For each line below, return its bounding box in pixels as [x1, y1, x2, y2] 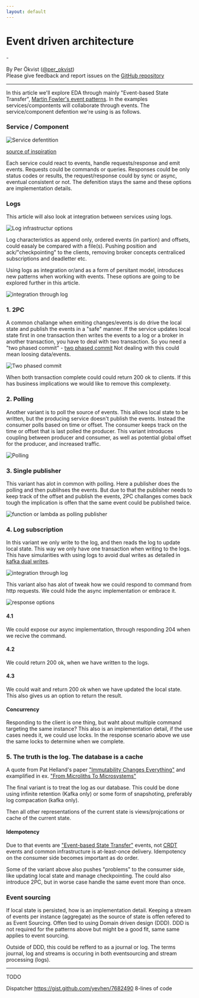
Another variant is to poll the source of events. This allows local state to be [6, 408, 188, 415]
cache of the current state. [6, 815, 72, 822]
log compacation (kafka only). [6, 797, 79, 804]
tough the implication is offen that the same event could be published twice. [6, 499, 191, 506]
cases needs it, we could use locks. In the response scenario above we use [6, 731, 191, 739]
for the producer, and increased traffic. [6, 440, 101, 447]
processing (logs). [6, 956, 51, 963]
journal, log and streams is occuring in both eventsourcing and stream [6, 950, 177, 957]
